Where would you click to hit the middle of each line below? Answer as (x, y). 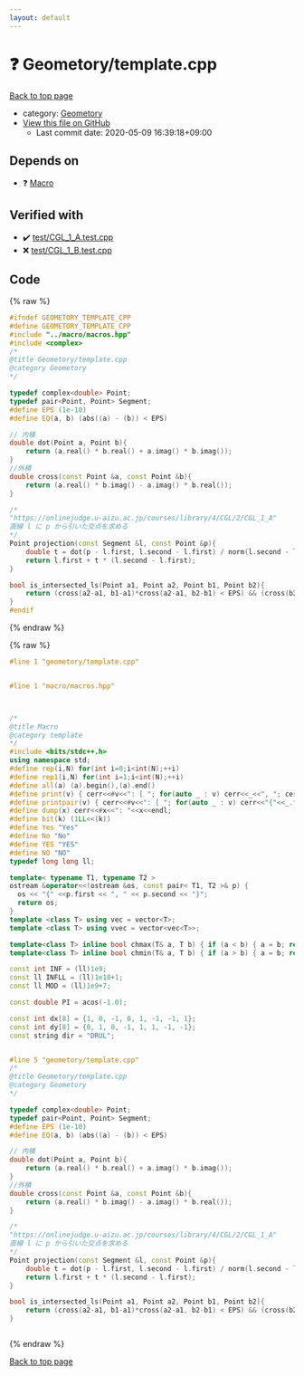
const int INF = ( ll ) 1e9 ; (58, 970)
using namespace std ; (50, 760)
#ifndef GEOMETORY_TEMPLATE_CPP (70, 318)
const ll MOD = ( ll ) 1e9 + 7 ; (60, 986)
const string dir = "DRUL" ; (62, 1036)
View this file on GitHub (66, 122)
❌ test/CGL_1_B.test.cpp (67, 251)
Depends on (44, 161)
